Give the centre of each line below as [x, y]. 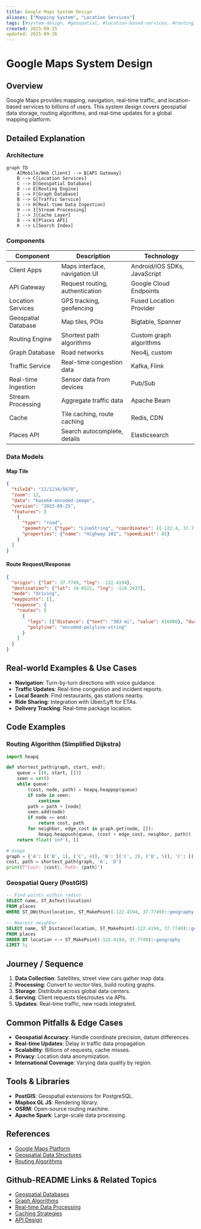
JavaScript [146, 274]
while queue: [33, 784]
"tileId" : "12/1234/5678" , [45, 490]
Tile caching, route [87, 414]
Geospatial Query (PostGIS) [47, 883]
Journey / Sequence [45, 964]
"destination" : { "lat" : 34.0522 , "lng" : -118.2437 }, [79, 588]
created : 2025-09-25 [32, 29]
